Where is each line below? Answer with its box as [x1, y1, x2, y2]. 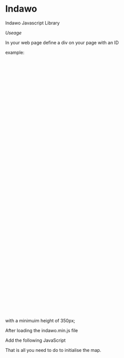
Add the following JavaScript [5, 337, 66, 343]
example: [5, 49, 24, 55]
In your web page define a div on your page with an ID [5, 39, 119, 46]
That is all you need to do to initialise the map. [5, 347, 102, 353]
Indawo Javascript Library [5, 20, 60, 26]
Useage [5, 29, 22, 36]
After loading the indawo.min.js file [5, 327, 78, 333]
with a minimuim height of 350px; [5, 317, 75, 323]
